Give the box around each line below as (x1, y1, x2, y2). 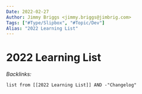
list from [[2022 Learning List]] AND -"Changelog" (6, 82, 137, 88)
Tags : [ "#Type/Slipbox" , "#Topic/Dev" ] (6, 20, 105, 26)
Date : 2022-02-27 (6, 8, 49, 15)
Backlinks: (6, 71, 31, 78)
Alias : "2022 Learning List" (6, 25, 78, 32)
